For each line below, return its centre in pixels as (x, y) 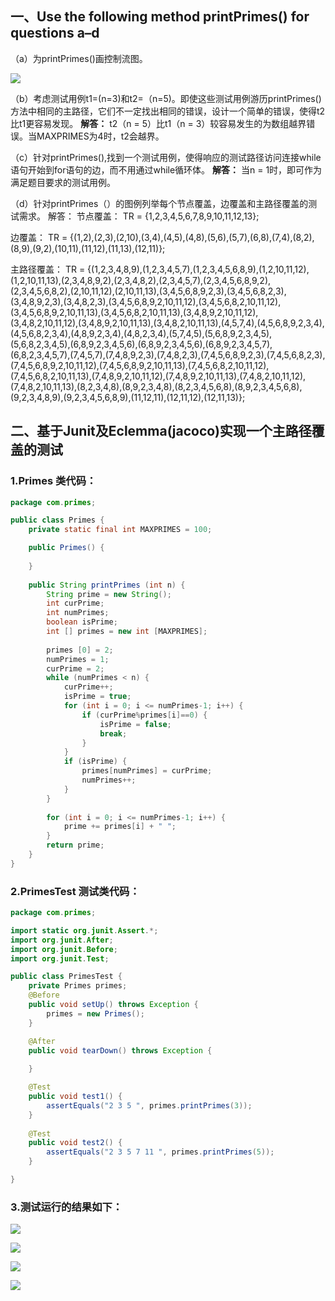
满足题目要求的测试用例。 (63, 182)
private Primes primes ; (78, 986)
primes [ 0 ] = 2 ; (80, 650)
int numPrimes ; (78, 613)
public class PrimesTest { (66, 977)
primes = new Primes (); (95, 1013)
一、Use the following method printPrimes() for (160, 17)
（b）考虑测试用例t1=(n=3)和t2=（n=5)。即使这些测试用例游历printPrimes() (166, 98)
